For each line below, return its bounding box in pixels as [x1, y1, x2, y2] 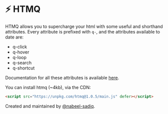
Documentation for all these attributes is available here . [5, 74, 119, 80]
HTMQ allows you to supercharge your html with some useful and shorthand [5, 23, 163, 29]
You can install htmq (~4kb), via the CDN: [5, 84, 91, 90]
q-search [12, 59, 32, 65]
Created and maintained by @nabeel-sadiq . [5, 103, 95, 109]
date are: [5, 34, 24, 40]
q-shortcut [12, 65, 35, 71]
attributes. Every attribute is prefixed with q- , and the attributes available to [5, 28, 160, 34]
